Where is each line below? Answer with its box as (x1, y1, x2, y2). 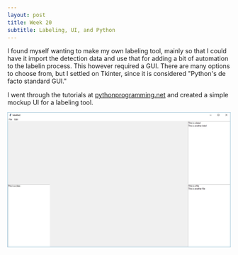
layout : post (7, 11, 46, 18)
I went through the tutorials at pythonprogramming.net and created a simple (7, 91, 229, 99)
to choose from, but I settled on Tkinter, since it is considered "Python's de (7, 70, 226, 78)
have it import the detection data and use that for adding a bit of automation (7, 54, 229, 63)
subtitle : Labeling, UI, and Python (7, 26, 115, 33)
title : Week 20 (7, 18, 52, 26)
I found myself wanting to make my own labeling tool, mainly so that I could (7, 47, 227, 55)
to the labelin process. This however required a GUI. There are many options (7, 62, 230, 70)
